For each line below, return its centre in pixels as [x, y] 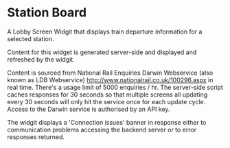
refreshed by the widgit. [41, 59]
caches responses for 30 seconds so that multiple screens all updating [107, 95]
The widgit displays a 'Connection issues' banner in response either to [107, 122]
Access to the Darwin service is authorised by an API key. [89, 109]
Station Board [47, 13]
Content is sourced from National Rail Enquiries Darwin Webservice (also [110, 73]
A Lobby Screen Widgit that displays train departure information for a [105, 32]
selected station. [31, 38]
